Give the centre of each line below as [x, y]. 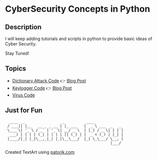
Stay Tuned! [17, 53]
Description [23, 27]
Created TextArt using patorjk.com [40, 152]
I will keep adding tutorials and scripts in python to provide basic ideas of [79, 39]
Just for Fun [24, 110]
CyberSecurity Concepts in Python [78, 9]
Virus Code [23, 95]
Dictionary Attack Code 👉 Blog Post [49, 80]
